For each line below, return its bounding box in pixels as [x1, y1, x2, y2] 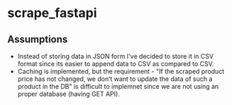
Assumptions [7, 33, 68, 45]
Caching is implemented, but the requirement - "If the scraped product [17, 67, 225, 75]
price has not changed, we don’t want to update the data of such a [17, 74, 213, 83]
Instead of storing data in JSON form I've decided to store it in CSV [17, 52, 214, 60]
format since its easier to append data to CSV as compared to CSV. [17, 60, 214, 68]
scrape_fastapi [7, 5, 97, 21]
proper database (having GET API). [17, 90, 121, 98]
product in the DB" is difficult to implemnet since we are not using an [17, 82, 219, 90]
